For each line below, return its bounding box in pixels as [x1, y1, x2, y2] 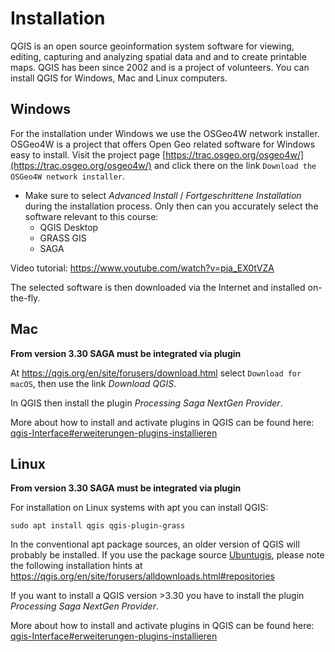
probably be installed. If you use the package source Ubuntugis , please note [10, 549, 325, 561]
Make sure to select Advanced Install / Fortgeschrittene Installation [24, 189, 302, 201]
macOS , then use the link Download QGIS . [10, 377, 177, 389]
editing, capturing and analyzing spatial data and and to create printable [10, 50, 307, 62]
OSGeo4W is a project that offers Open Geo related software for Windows [10, 138, 316, 150]
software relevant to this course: [24, 210, 159, 222]
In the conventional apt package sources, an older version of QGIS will [10, 538, 300, 551]
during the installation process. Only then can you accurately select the [24, 200, 319, 212]
